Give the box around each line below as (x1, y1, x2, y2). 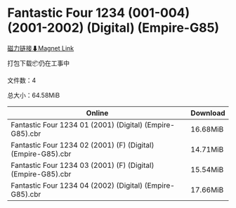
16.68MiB (190, 124, 224, 134)
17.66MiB (190, 185, 224, 195)
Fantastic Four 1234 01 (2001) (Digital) (11, 119, 143, 129)
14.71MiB (190, 144, 224, 154)
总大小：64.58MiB (7, 91, 60, 99)
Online (86, 108, 109, 117)
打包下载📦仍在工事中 (7, 58, 70, 67)
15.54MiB (190, 164, 224, 174)
